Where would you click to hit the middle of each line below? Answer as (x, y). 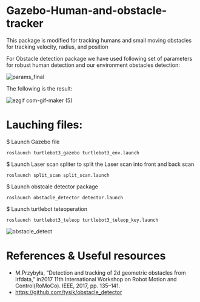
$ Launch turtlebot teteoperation (47, 209)
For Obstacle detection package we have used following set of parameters (99, 58)
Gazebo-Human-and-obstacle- (87, 11)
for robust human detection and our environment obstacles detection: (93, 65)
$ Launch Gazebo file (33, 142)
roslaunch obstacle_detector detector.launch (65, 197)
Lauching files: (45, 125)
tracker (25, 23)
